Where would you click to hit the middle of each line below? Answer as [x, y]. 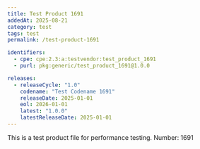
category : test [30, 27]
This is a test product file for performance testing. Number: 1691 [100, 137]
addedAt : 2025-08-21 [38, 20]
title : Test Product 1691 [45, 14]
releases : [22, 78]
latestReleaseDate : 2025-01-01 [66, 118]
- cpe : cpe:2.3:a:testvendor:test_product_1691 [85, 59]
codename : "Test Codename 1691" [67, 91]
